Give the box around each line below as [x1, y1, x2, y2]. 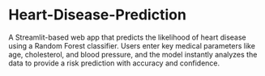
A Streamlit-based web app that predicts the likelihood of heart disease [8, 32, 246, 42]
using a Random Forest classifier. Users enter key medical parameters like [8, 40, 255, 50]
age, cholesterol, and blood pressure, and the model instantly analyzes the [8, 49, 258, 59]
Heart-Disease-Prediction [8, 6, 186, 24]
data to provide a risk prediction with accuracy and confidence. [8, 58, 220, 68]
